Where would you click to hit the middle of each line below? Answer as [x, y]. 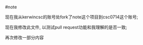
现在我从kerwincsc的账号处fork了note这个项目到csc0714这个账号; [71, 17]
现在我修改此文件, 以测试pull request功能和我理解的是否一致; [66, 27]
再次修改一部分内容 [24, 37]
